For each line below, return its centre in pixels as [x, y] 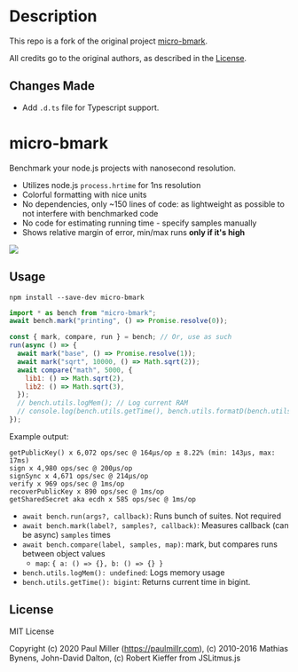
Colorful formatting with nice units [84, 194]
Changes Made [52, 86]
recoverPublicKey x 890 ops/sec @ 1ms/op [87, 491]
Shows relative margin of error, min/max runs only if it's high [133, 232]
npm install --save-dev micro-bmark [77, 297]
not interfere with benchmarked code [90, 213]
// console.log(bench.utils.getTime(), [91, 411]
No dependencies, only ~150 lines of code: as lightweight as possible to [153, 204]
